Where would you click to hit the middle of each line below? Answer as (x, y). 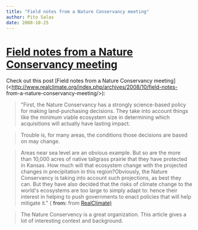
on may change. (40, 141)
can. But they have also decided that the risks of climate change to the (106, 184)
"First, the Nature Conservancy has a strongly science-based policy (103, 105)
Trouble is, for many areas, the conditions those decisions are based (104, 135)
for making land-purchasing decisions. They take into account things (104, 111)
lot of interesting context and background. (72, 221)
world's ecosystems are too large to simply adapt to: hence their (99, 190)
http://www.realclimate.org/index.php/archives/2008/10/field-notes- (95, 87)
